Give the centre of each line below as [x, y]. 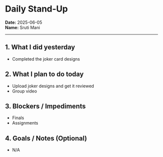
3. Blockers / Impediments [45, 106]
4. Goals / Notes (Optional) [46, 138]
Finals [18, 118]
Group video [24, 91]
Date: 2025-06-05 [24, 22]
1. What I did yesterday [40, 47]
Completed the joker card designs [46, 59]
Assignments [25, 123]
